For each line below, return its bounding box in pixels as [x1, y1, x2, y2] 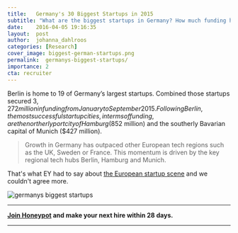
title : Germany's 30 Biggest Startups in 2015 [7, 10, 154, 18]
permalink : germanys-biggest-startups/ [7, 57, 129, 64]
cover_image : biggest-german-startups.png [7, 50, 135, 57]
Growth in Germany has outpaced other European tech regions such [24, 140, 225, 149]
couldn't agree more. [7, 176, 69, 185]
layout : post [7, 30, 50, 38]
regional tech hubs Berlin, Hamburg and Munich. [24, 155, 166, 164]
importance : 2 [7, 63, 50, 70]
